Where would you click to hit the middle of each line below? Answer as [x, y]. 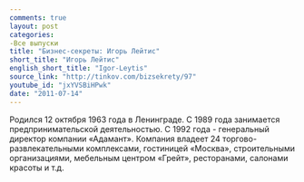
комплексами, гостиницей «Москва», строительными [191, 148]
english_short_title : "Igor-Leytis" [78, 69]
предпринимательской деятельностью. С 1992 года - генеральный [140, 129]
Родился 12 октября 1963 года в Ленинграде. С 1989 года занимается [145, 120]
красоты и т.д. [37, 168]
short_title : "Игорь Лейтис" [64, 60]
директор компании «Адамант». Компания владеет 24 [115, 139]
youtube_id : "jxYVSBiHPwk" [60, 85]
